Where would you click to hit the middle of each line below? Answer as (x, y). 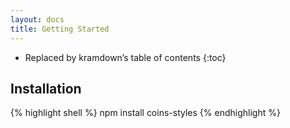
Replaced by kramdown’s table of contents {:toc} (125, 57)
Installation (46, 88)
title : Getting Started (60, 29)
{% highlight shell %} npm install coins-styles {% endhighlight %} (145, 113)
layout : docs (37, 19)
